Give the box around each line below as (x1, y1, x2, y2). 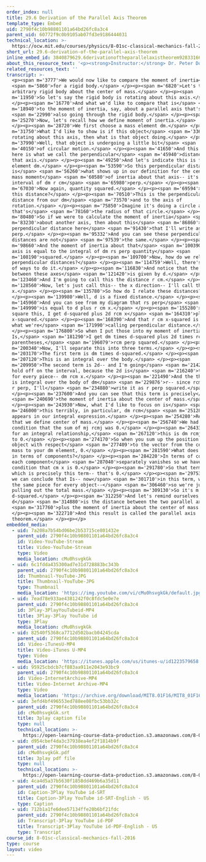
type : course (6, 841, 40, 847)
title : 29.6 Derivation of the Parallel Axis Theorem (6, 15, 147, 21)
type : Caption (17, 801, 53, 807)
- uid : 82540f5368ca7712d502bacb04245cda (12, 630, 120, 636)
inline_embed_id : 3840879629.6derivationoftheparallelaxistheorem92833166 (6, 55, 202, 61)
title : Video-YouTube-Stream (17, 545, 92, 551)
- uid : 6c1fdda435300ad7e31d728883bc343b (12, 561, 120, 567)
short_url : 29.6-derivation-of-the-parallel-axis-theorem (6, 49, 158, 55)
